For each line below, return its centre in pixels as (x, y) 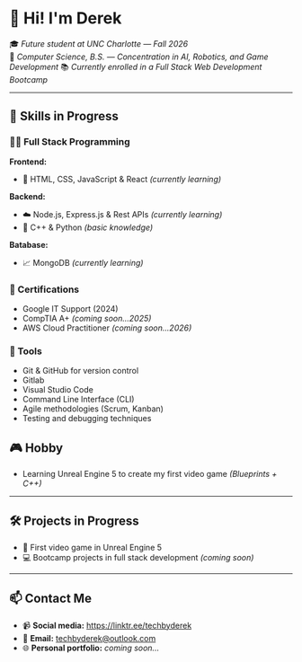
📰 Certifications (44, 289)
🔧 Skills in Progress (64, 116)
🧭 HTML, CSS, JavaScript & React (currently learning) (122, 179)
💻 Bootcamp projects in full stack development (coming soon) (138, 557)
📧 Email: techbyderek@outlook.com (89, 638)
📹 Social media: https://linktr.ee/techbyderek (107, 625)
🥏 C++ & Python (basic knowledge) (88, 227)
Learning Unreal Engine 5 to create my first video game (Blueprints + (150, 474)
